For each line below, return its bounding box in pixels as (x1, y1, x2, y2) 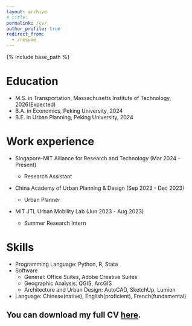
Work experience (6, 135, 95, 148)
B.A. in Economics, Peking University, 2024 (14, 107, 123, 114)
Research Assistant (24, 172, 72, 180)
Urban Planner (24, 196, 60, 203)
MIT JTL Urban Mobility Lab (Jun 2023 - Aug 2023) (14, 207, 144, 215)
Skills (6, 240, 34, 254)
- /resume (11, 37, 36, 43)
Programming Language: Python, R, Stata (14, 260, 118, 268)
